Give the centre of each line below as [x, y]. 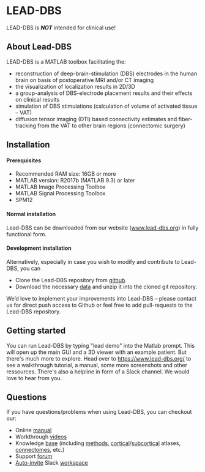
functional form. [27, 234]
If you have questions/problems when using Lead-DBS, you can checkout [99, 412]
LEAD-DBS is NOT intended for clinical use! [61, 28]
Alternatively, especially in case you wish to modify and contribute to [93, 261]
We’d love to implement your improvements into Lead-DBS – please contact [102, 298]
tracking [26, 125]
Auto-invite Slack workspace [52, 463]
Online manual [33, 430]
